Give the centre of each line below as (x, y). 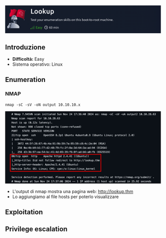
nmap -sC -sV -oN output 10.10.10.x (43, 105)
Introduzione (25, 47)
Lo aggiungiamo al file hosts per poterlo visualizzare (65, 197)
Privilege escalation (36, 229)
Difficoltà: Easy (28, 59)
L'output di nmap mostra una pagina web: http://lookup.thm (73, 191)
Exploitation (24, 212)
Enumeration (25, 80)
